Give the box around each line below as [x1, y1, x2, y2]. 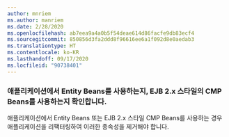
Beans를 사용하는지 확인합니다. [7, 97, 107, 106]
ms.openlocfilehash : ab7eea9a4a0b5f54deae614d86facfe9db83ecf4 [7, 29, 195, 37]
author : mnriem [7, 10, 52, 17]
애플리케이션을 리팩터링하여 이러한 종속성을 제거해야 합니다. [7, 122, 169, 131]
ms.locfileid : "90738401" [7, 62, 82, 69]
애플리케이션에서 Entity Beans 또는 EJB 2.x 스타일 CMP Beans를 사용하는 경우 [7, 113, 223, 122]
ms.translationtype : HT [7, 42, 77, 49]
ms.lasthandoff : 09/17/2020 [7, 56, 89, 63]
